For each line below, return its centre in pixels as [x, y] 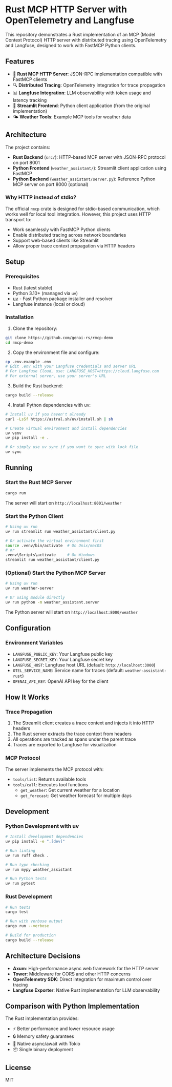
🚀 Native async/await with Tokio [46, 1044]
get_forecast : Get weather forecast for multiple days [76, 796]
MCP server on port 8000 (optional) [50, 184]
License [18, 1067]
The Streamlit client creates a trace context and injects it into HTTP [83, 723]
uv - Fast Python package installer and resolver [63, 299]
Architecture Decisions [43, 956]
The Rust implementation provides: [42, 1018]
